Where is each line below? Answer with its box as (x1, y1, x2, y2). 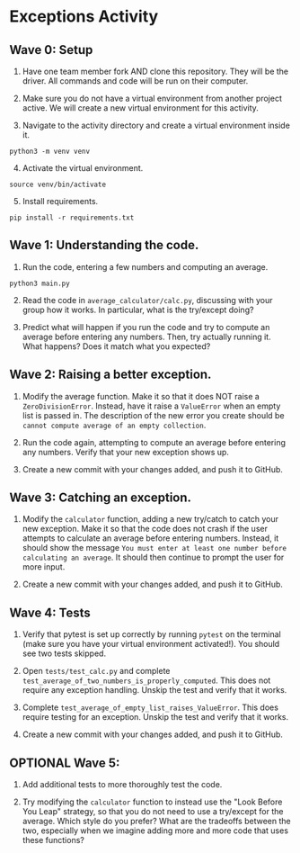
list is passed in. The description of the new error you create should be (22, 409, 285, 420)
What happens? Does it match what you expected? (22, 340, 211, 352)
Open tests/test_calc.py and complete (22, 666, 171, 677)
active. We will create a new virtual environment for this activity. (22, 103, 259, 113)
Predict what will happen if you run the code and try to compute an (22, 321, 270, 332)
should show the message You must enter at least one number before (22, 543, 287, 553)
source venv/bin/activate (9, 180, 106, 189)
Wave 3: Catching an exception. (9, 490, 191, 506)
